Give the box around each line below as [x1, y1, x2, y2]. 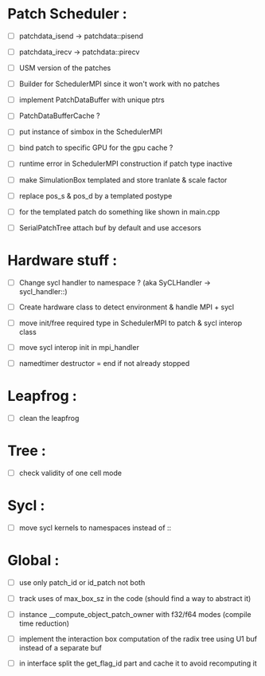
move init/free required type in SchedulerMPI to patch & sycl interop [18, 318, 243, 328]
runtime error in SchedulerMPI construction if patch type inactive [18, 159, 232, 168]
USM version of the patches [18, 63, 111, 73]
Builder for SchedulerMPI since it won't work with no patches [18, 79, 220, 88]
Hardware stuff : [7, 251, 118, 269]
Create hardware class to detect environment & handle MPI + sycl [18, 302, 235, 312]
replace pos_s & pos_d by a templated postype [18, 191, 173, 200]
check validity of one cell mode [18, 468, 123, 478]
